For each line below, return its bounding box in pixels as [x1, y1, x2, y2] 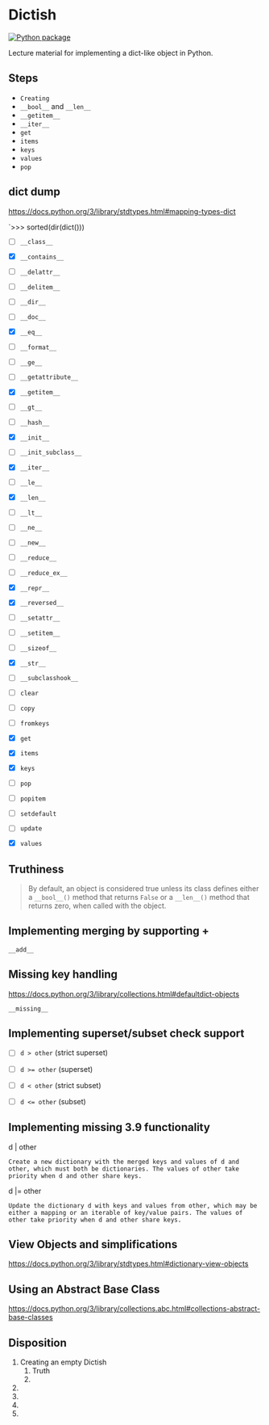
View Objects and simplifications [8, 1238, 178, 1251]
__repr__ [19, 584, 50, 592]
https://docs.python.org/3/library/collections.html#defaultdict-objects [8, 989, 240, 998]
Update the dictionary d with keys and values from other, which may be [8, 1201, 258, 1209]
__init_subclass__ [19, 448, 82, 457]
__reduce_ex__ [19, 569, 68, 577]
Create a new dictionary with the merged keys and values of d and [8, 1158, 240, 1166]
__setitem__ [19, 629, 60, 637]
